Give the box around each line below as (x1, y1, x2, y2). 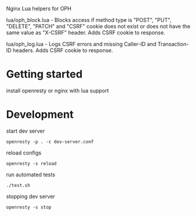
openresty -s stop (6, 204, 52, 210)
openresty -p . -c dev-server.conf (6, 138, 94, 144)
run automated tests (6, 171, 55, 178)
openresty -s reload (6, 160, 57, 166)
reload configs (6, 149, 41, 156)
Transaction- (158, 41, 189, 47)
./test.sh (6, 182, 31, 188)
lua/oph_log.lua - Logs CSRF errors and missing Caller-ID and (6, 41, 157, 47)
